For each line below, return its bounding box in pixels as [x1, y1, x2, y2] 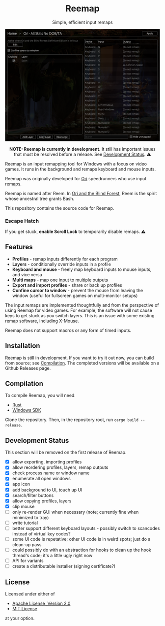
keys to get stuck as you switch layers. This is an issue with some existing [5, 312, 155, 318]
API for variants [12, 558, 44, 564]
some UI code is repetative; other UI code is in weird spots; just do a [12, 536, 151, 542]
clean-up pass [12, 542, 42, 548]
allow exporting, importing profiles [12, 459, 82, 465]
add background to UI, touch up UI [12, 487, 82, 493]
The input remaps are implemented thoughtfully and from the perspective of [5, 302, 159, 308]
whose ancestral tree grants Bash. [5, 196, 75, 201]
